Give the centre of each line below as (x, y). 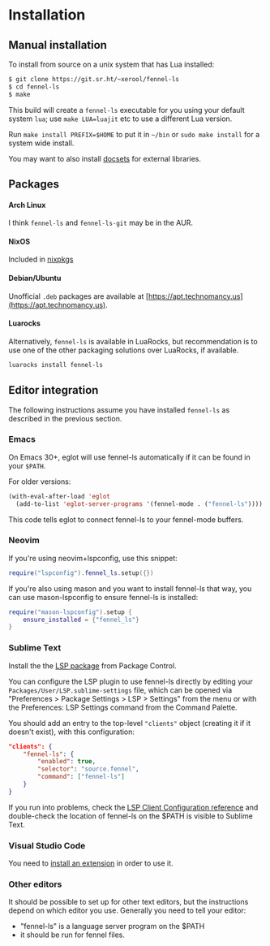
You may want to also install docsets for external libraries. (105, 158)
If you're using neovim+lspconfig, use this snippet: (93, 558)
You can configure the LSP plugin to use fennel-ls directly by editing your (131, 681)
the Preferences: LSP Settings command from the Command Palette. (123, 707)
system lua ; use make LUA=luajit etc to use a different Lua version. (120, 119)
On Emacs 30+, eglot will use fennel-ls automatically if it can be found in (129, 457)
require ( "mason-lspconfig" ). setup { (70, 612)
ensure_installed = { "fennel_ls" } (81, 620)
